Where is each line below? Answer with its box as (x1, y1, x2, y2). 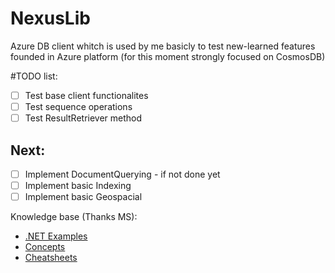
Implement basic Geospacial (24, 191, 143, 203)
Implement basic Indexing (24, 180, 132, 191)
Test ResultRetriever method (24, 112, 143, 124)
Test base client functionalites (24, 89, 149, 101)
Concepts (24, 241, 66, 253)
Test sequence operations (24, 101, 133, 112)
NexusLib (10, 7, 91, 30)
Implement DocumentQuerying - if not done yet (24, 168, 221, 180)
